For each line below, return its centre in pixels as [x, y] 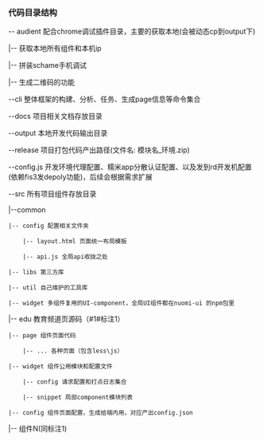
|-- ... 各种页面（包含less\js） [73, 351]
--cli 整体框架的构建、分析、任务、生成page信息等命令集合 [104, 99]
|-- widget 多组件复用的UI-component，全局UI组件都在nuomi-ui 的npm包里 [122, 303]
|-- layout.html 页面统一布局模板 [75, 242]
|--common [27, 210]
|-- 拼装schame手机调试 [48, 65]
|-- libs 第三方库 [36, 273]
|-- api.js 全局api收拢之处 [66, 257]
